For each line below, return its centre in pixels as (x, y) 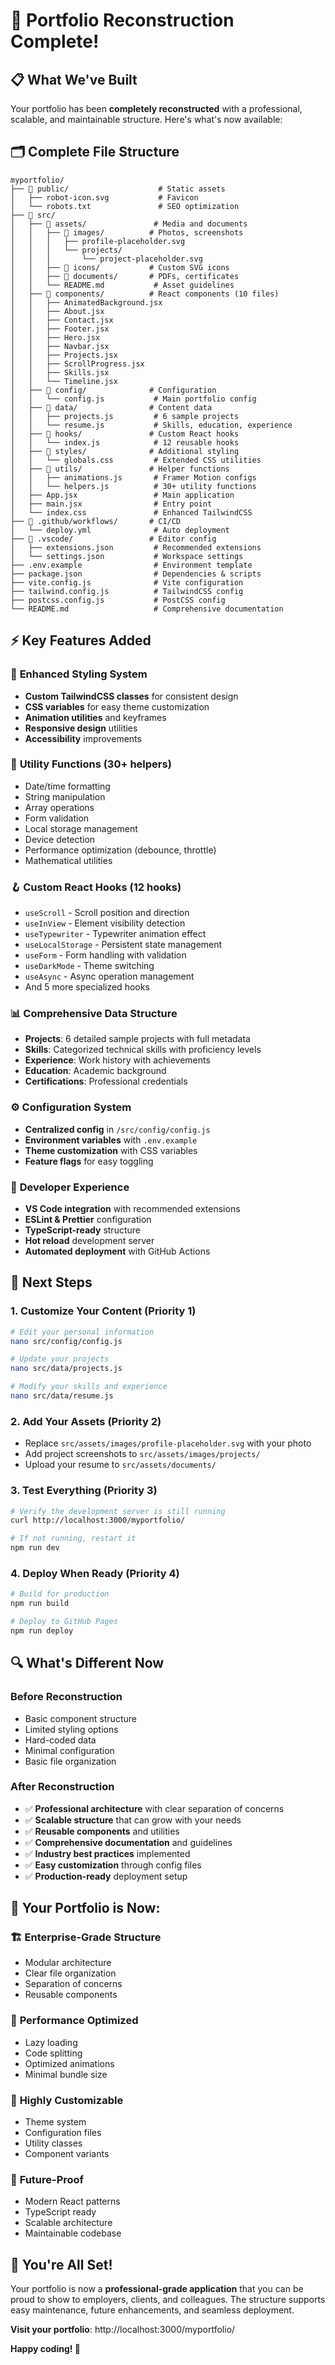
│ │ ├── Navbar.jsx (60, 346)
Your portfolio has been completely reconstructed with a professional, (156, 108)
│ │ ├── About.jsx (57, 311)
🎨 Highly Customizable (67, 2100)
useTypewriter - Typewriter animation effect (115, 934)
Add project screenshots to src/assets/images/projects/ (142, 1454)
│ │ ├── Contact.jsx (62, 320)
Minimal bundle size (66, 2074)
